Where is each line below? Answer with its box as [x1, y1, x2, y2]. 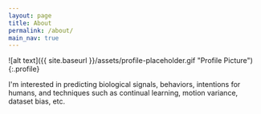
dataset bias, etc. [8, 96, 66, 106]
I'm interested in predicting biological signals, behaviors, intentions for [8, 80, 241, 89]
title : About [8, 19, 52, 27]
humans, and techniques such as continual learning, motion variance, [8, 88, 239, 98]
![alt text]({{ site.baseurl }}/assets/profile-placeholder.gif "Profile [8, 56, 222, 65]
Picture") [223, 56, 253, 65]
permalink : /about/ [8, 26, 74, 34]
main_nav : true [8, 33, 59, 42]
